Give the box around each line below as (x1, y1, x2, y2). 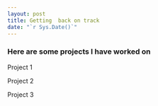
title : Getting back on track (7, 17, 100, 24)
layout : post (7, 10, 46, 18)
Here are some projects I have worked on (7, 47, 151, 57)
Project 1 (7, 63, 33, 71)
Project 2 (7, 76, 34, 85)
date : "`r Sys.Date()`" (7, 23, 78, 30)
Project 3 (7, 90, 34, 99)
